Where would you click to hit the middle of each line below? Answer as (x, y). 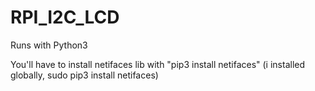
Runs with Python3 (49, 45)
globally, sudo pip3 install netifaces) (84, 75)
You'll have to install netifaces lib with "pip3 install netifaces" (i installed (158, 64)
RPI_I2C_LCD (65, 17)
